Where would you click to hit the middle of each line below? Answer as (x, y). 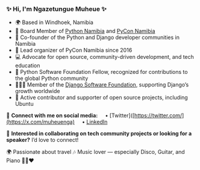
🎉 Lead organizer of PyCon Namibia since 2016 (73, 50)
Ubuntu (24, 104)
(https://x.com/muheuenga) (41, 122)
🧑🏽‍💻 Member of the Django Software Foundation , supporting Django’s (102, 85)
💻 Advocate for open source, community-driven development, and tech (105, 57)
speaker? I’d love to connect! (42, 140)
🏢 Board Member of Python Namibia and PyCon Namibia (85, 31)
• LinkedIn (95, 122)
